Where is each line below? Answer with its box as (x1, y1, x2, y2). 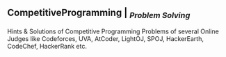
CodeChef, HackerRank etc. (7, 42, 87, 50)
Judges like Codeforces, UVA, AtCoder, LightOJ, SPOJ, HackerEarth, (7, 35, 204, 42)
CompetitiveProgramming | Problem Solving (7, 7, 191, 21)
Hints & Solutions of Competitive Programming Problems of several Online (7, 27, 219, 35)
